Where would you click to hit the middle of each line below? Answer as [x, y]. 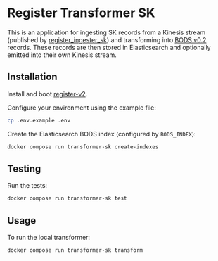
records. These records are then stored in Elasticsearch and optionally [109, 47]
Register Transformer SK [81, 13]
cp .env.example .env [39, 120]
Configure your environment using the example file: [82, 108]
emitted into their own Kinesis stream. [62, 55]
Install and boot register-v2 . [47, 94]
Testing [24, 168]
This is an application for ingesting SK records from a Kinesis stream [107, 32]
